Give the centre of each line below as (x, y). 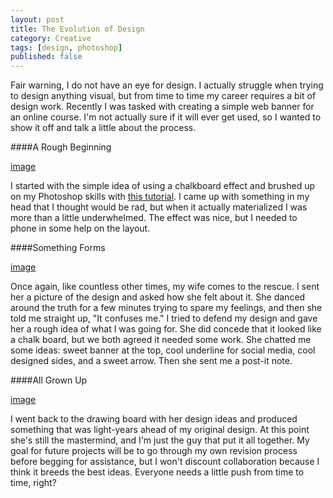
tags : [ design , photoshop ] (66, 47)
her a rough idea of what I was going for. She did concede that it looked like (166, 329)
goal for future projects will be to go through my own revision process (154, 451)
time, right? (33, 483)
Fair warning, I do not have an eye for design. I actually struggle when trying (167, 85)
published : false (46, 57)
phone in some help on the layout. (80, 228)
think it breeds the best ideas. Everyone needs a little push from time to (157, 472)
